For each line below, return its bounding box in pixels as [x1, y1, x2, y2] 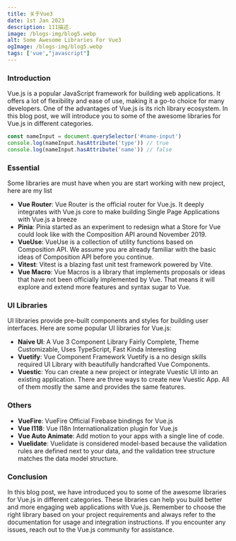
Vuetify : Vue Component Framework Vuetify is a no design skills [17, 353, 207, 361]
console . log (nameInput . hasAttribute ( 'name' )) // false [7, 146, 172, 153]
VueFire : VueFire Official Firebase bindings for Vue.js [17, 417, 173, 425]
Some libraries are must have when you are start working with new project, [7, 179, 226, 187]
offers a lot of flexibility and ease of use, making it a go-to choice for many [7, 97, 225, 105]
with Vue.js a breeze [17, 215, 78, 223]
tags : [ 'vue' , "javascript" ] [7, 50, 90, 57]
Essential [7, 163, 40, 173]
